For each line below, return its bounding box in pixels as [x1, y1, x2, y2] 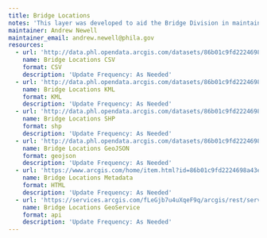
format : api [22, 211, 62, 219]
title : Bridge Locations [8, 11, 91, 20]
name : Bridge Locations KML [22, 85, 115, 94]
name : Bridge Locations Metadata [22, 174, 133, 182]
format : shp [22, 122, 62, 130]
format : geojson [22, 152, 77, 159]
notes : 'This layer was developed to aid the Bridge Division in [8, 19, 229, 27]
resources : [8, 41, 44, 49]
